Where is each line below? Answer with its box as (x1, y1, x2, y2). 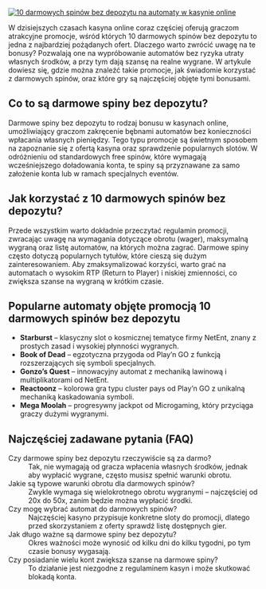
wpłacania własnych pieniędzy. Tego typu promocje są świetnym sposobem (8, 135, 258, 144)
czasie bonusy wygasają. (28, 547, 111, 556)
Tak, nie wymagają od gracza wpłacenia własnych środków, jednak (28, 462, 248, 472)
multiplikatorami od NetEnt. (19, 375, 109, 385)
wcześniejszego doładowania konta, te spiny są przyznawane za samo (8, 160, 241, 170)
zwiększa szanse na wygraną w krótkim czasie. (8, 276, 164, 286)
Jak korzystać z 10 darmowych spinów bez (8, 192, 226, 206)
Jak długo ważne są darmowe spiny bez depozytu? (8, 530, 177, 540)
